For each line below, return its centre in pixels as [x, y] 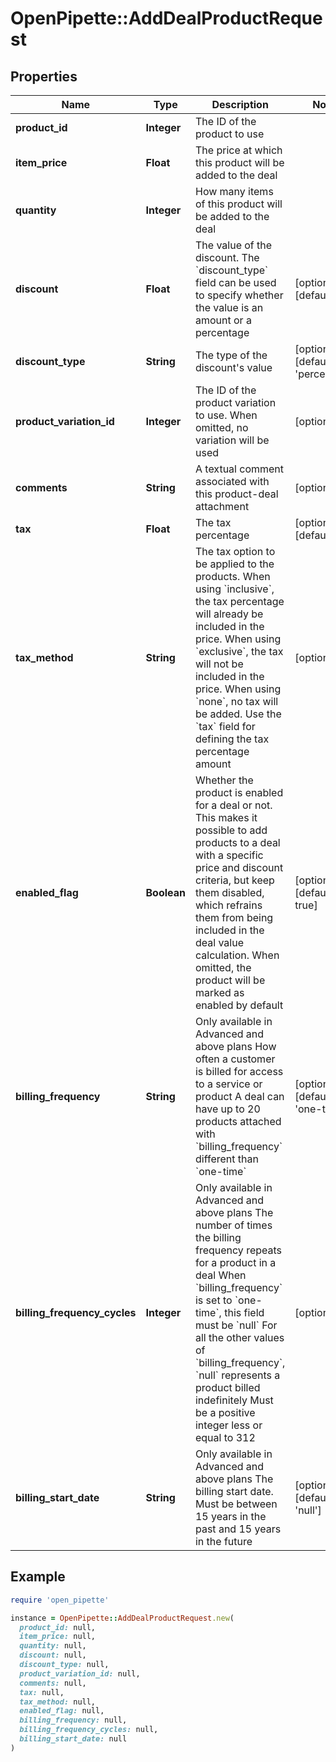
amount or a [223, 320]
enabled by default [239, 1005]
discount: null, [53, 1655]
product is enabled [239, 792]
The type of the [231, 355]
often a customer [235, 1059]
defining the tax [232, 739]
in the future [223, 1541]
